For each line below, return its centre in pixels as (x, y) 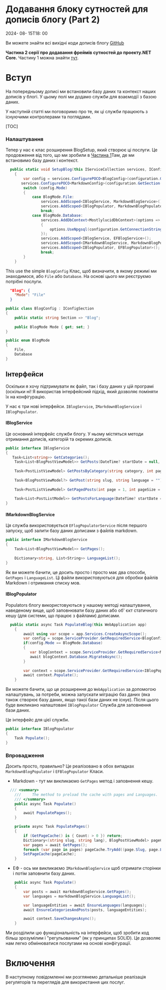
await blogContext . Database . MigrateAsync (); (76, 657)
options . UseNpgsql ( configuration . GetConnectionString (106, 229)
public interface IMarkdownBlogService (47, 540)
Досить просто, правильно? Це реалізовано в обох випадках (70, 766)
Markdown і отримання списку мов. (43, 583)
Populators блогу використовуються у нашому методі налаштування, (79, 605)
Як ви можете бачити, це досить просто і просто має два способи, (76, 572)
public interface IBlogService (38, 448)
